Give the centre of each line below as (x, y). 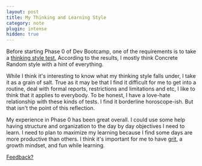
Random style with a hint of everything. (55, 65)
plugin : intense (27, 29)
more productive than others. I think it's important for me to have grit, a (94, 139)
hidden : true (23, 34)
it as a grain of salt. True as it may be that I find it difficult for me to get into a (101, 83)
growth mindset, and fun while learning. (56, 145)
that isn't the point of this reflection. (51, 108)
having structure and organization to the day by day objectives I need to (96, 126)
